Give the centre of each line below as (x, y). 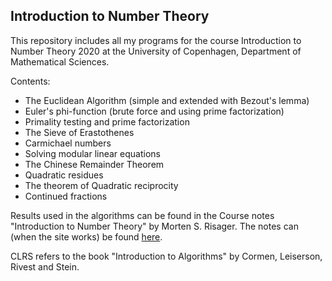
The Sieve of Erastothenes (79, 132)
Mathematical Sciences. (60, 61)
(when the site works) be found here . (86, 236)
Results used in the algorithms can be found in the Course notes (142, 215)
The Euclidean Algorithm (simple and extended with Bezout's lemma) (167, 100)
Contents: (30, 81)
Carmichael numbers (68, 143)
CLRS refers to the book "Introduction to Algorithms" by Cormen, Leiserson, (166, 256)
